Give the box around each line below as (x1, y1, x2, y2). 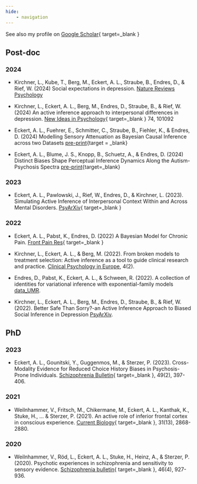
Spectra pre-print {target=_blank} (40, 163, 121, 170)
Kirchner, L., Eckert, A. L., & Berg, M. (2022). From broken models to (14, 250, 180, 257)
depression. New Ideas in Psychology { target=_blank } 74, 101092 (14, 115, 174, 122)
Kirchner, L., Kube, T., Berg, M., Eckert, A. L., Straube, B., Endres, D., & (14, 79, 185, 86)
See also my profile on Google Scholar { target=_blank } (5, 30, 140, 37)
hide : (5, 8, 19, 15)
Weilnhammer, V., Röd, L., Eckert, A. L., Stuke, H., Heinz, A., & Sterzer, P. (14, 453, 190, 460)
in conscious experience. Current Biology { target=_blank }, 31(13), (14, 418, 175, 426)
